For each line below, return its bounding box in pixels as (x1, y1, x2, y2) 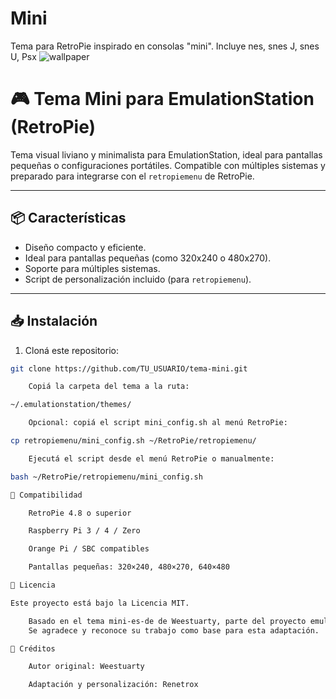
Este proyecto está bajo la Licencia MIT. (10, 598, 190, 608)
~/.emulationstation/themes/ (10, 400, 132, 410)
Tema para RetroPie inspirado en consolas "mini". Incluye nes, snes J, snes (10, 40, 320, 52)
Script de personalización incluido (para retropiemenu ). (24, 273, 252, 285)
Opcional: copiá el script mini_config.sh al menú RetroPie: (28, 418, 288, 428)
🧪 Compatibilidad (10, 490, 83, 500)
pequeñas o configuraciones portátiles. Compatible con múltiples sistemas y (10, 159, 326, 171)
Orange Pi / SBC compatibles (28, 544, 150, 554)
